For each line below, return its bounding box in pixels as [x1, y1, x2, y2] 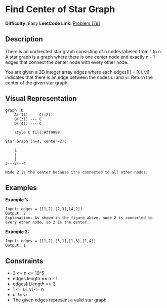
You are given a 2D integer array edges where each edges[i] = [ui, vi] [5, 69, 150, 75]
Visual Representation [5, 95, 77, 103]
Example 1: [5, 197, 29, 203]
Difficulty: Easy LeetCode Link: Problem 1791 [5, 20, 101, 26]
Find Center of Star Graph [5, 4, 115, 15]
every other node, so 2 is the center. [5, 220, 90, 225]
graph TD [5, 108, 24, 113]
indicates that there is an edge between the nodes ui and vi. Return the [5, 74, 153, 80]
